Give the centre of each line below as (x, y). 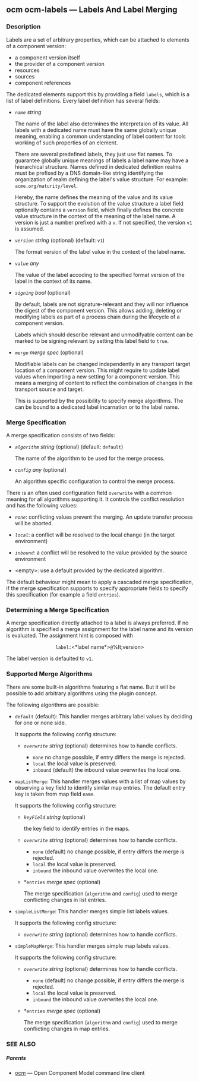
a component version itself (47, 57)
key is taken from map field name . (55, 794)
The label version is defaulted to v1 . (50, 658)
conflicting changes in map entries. (67, 1029)
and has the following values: (42, 505)
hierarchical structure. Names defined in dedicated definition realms (98, 166)
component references (43, 83)
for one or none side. (40, 723)
